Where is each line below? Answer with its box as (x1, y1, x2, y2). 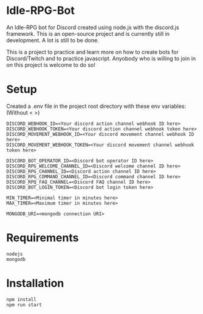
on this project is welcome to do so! (6, 61, 95, 68)
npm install (6, 296, 36, 302)
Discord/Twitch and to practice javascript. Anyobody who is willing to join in (6, 55, 196, 62)
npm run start (6, 301, 43, 308)
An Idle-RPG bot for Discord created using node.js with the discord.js (6, 24, 179, 31)
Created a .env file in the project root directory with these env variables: (6, 102, 187, 110)
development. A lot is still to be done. (6, 36, 99, 44)
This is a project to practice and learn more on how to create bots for (6, 48, 179, 55)
